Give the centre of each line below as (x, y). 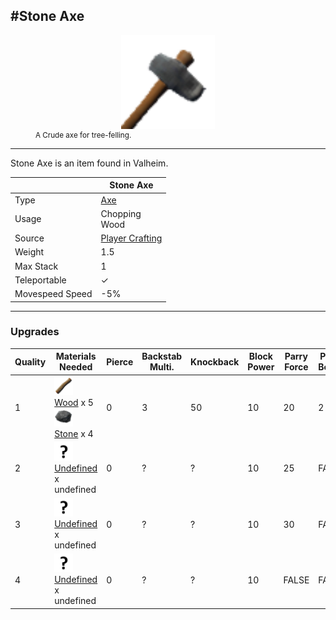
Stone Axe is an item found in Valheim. (89, 163)
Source (29, 238)
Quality (30, 361)
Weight (29, 252)
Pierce (120, 361)
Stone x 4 (74, 433)
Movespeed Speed (53, 294)
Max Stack (36, 266)
